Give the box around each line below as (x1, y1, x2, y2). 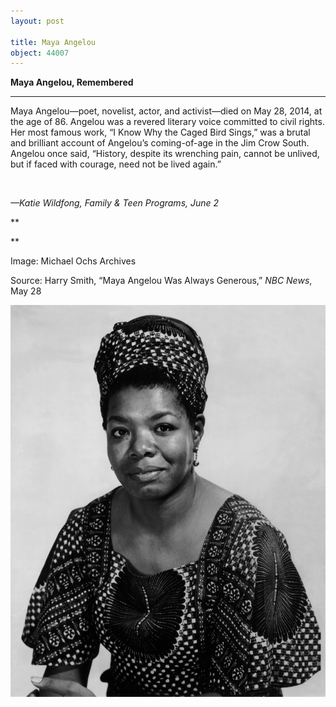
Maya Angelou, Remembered (10, 76, 134, 89)
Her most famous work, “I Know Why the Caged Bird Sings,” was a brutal (10, 126, 311, 139)
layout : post (10, 16, 65, 26)
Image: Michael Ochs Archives (10, 255, 137, 267)
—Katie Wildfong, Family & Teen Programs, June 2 (10, 197, 220, 209)
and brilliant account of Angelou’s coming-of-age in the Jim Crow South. (10, 137, 310, 149)
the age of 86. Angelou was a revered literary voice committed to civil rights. (10, 116, 325, 128)
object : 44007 (10, 48, 70, 58)
